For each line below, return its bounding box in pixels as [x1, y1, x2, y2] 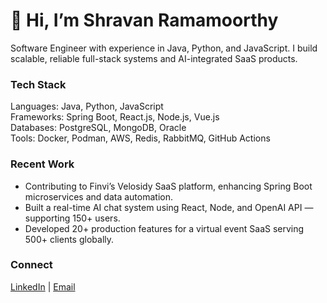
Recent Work [10, 157, 75, 171]
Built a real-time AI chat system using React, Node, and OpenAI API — [24, 201, 314, 213]
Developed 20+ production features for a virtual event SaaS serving [24, 222, 305, 234]
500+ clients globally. [24, 233, 115, 245]
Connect [10, 258, 53, 272]
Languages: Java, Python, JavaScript [10, 100, 164, 113]
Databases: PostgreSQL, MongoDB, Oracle [10, 122, 187, 134]
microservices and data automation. [24, 190, 173, 203]
